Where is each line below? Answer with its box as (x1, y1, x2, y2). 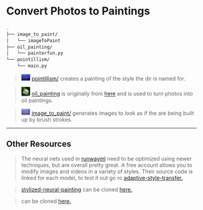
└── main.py (17, 63, 47, 69)
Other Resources (6, 139, 71, 149)
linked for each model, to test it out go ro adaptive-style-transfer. (21, 174, 183, 181)
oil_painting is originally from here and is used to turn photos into (31, 90, 193, 97)
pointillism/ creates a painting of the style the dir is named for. (31, 75, 185, 82)
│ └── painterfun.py (6, 50, 63, 57)
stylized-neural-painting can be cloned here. (21, 185, 133, 193)
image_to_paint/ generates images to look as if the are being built (31, 110, 195, 117)
